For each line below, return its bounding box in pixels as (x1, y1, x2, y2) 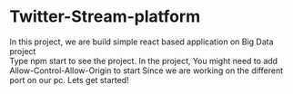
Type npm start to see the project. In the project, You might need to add (9, 55, 278, 66)
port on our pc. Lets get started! (9, 74, 129, 85)
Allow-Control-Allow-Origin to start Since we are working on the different (9, 65, 284, 76)
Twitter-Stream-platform (9, 6, 201, 27)
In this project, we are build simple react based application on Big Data (9, 36, 275, 47)
